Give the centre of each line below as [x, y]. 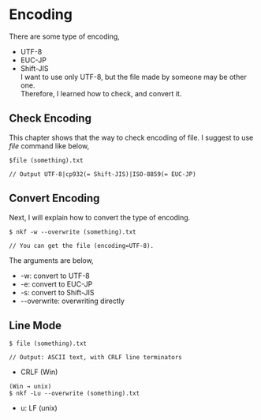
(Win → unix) [30, 387]
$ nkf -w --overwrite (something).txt [73, 232]
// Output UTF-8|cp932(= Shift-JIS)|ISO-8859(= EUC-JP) [103, 174]
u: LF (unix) [39, 408]
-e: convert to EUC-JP [56, 284]
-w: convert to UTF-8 [55, 276]
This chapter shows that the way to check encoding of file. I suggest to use [131, 137]
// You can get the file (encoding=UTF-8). [82, 246]
